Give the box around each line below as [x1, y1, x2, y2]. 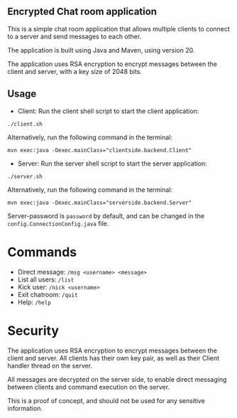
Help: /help [17, 298, 52, 306]
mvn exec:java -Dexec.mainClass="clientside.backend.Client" [7, 146, 192, 154]
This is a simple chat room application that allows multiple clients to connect [7, 24, 231, 33]
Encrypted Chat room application [7, 6, 158, 18]
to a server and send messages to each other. [7, 32, 142, 41]
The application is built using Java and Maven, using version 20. [7, 45, 195, 54]
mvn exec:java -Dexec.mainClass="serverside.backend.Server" [7, 199, 192, 206]
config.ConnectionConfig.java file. [7, 219, 109, 227]
